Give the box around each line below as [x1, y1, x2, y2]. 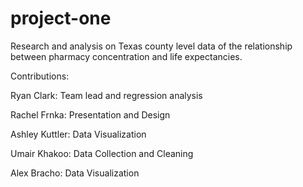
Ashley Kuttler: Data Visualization [10, 128, 147, 140]
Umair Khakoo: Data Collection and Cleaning [10, 147, 194, 159]
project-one [10, 7, 112, 30]
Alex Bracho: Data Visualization [10, 167, 140, 179]
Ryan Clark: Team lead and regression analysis [10, 89, 203, 101]
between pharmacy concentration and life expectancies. [10, 50, 243, 62]
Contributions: [10, 70, 70, 82]
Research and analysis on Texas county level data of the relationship [10, 40, 293, 52]
